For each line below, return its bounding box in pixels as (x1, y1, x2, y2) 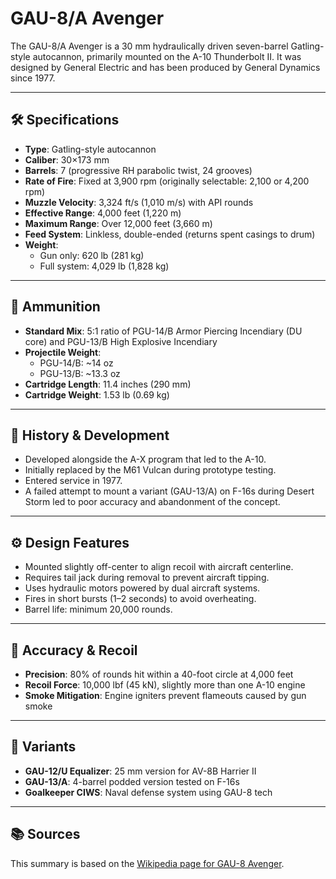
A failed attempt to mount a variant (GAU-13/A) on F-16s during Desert (24, 485, 315, 497)
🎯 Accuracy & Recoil (10, 642, 138, 659)
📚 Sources (10, 826, 81, 843)
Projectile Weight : (24, 346, 102, 358)
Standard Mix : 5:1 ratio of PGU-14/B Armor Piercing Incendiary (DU (24, 325, 303, 337)
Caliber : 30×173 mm (24, 153, 110, 166)
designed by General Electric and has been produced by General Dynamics (10, 61, 321, 73)
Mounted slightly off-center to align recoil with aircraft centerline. (24, 561, 294, 573)
